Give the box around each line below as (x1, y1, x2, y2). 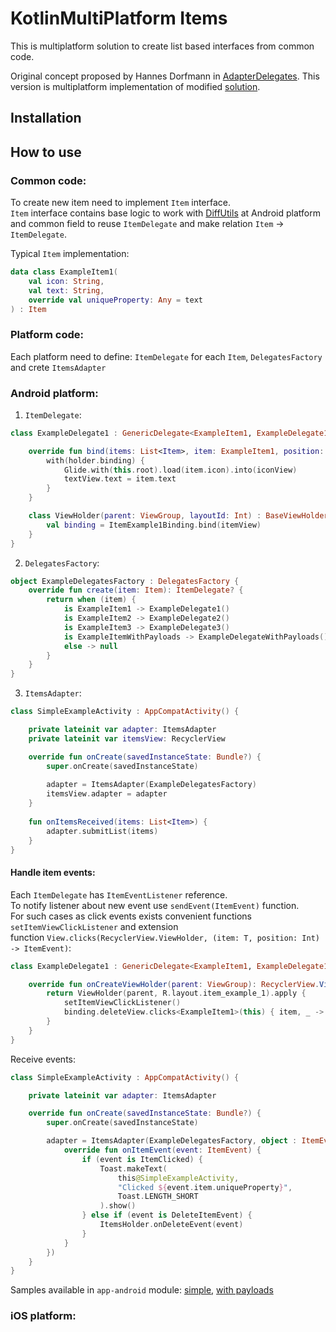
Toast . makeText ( (99, 1163, 168, 1174)
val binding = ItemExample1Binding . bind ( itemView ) (46, 520, 262, 530)
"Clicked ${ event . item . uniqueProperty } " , (117, 1182, 293, 1192)
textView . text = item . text (63, 474, 177, 484)
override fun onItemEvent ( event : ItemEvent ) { (63, 1145, 262, 1156)
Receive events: (10, 1053, 76, 1065)
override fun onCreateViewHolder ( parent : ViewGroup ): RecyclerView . (28, 979, 320, 989)
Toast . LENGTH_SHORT (117, 1192, 199, 1202)
